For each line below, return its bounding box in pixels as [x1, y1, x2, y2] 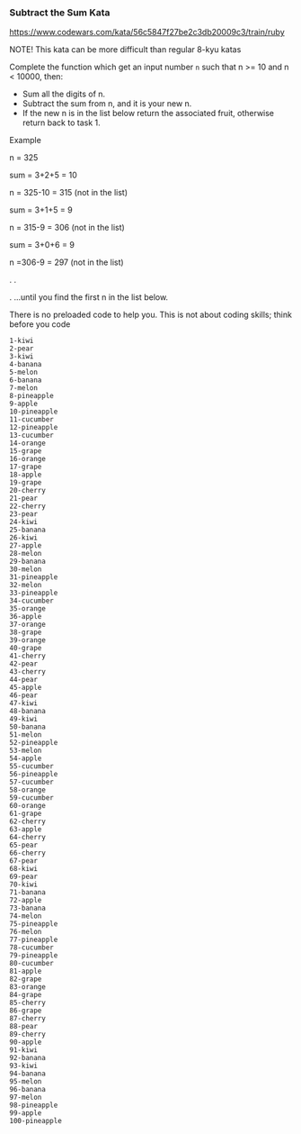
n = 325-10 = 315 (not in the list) [9, 187, 128, 198]
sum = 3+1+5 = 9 [9, 204, 74, 215]
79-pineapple [9, 951, 58, 960]
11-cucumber [9, 415, 54, 424]
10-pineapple [9, 407, 58, 416]
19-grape [9, 478, 42, 487]
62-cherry [9, 817, 47, 826]
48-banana [9, 707, 47, 716]
